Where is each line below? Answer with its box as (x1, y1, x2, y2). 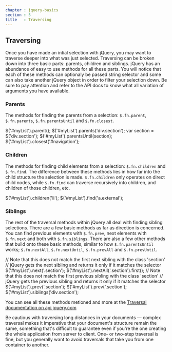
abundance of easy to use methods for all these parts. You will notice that (5, 66, 161, 72)
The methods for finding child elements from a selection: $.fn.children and (5, 163, 166, 169)
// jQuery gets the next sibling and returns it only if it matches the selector (5, 262, 162, 268)
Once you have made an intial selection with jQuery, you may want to (5, 50, 151, 56)
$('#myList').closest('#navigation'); (5, 139, 80, 145)
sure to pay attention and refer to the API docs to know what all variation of (5, 83, 164, 89)
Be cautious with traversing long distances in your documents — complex (5, 315, 161, 321)
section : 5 (5, 12, 31, 17)
